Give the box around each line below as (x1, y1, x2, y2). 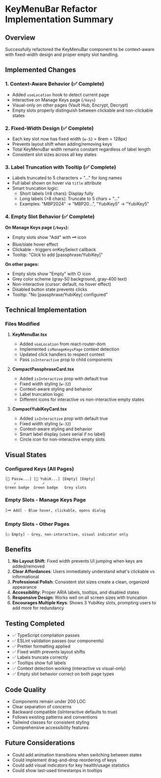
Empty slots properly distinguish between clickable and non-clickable (12, 107, 153, 113)
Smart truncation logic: (12, 185, 59, 191)
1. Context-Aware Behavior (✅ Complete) (5, 80, 105, 87)
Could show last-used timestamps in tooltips (12, 767, 103, 773)
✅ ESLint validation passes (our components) (12, 638, 104, 644)
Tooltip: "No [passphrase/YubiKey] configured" (12, 291, 108, 297)
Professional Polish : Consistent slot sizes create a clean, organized (12, 579, 150, 585)
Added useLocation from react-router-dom (19, 341, 106, 347)
